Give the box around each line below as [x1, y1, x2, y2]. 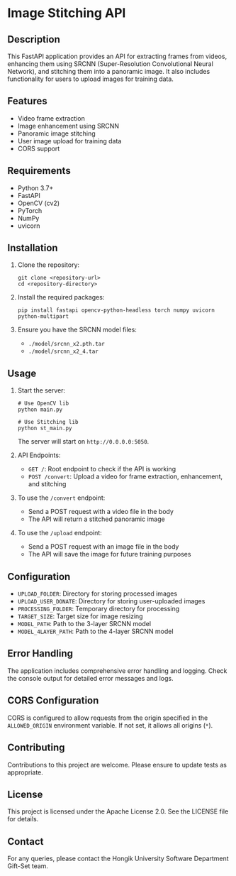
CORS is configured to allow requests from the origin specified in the [7, 713, 208, 722]
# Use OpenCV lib [17, 400, 69, 407]
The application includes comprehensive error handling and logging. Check [7, 666, 227, 675]
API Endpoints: [17, 451, 61, 459]
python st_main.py [17, 425, 72, 432]
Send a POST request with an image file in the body [28, 542, 179, 551]
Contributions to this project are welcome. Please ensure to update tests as [7, 760, 227, 769]
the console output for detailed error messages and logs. [7, 674, 174, 682]
